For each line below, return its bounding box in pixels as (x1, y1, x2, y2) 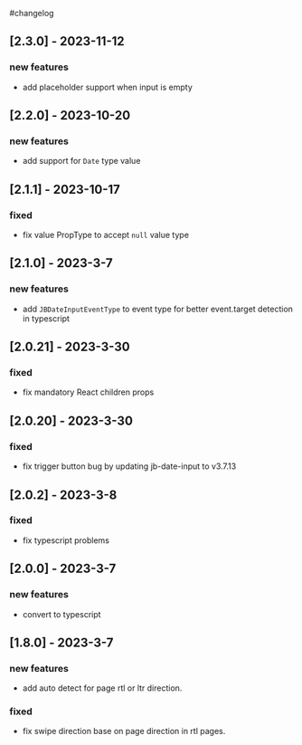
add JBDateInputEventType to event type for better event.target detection (22, 303, 294, 314)
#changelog (9, 8, 54, 18)
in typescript (22, 312, 71, 324)
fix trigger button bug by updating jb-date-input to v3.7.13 (22, 461, 237, 472)
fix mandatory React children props (22, 387, 155, 397)
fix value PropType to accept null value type (22, 230, 190, 241)
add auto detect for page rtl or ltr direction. (22, 683, 183, 693)
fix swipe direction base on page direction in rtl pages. (22, 726, 226, 737)
